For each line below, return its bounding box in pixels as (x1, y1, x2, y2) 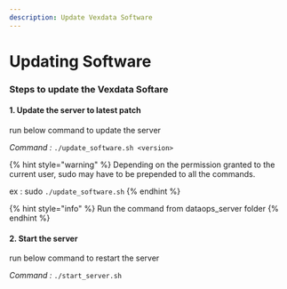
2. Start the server (9, 233, 78, 244)
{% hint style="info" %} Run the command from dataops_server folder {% (9, 203, 280, 213)
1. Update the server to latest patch (9, 105, 141, 116)
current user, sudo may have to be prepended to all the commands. (9, 168, 256, 179)
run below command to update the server (9, 124, 162, 135)
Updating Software (9, 51, 152, 71)
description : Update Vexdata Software (9, 12, 153, 22)
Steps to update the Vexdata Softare (9, 83, 169, 95)
